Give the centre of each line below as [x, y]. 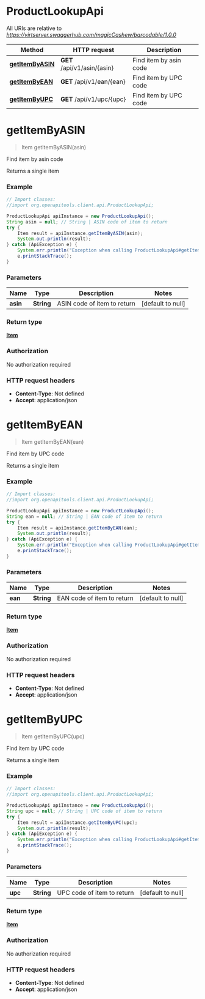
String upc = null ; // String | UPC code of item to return [85, 811]
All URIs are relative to [34, 28]
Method [32, 50]
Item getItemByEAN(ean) [52, 441]
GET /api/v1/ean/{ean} [93, 81]
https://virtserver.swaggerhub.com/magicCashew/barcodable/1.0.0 [92, 34]
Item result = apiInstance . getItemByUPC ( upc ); [77, 822]
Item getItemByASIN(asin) [54, 147]
